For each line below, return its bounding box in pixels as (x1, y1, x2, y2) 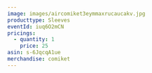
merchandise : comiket (7, 56, 71, 63)
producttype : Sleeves (7, 17, 71, 24)
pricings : (7, 29, 36, 37)
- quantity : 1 (13, 36, 55, 43)
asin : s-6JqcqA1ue (7, 49, 61, 56)
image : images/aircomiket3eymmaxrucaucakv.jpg (7, 10, 146, 17)
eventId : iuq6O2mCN (7, 23, 64, 30)
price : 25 (20, 42, 49, 49)
